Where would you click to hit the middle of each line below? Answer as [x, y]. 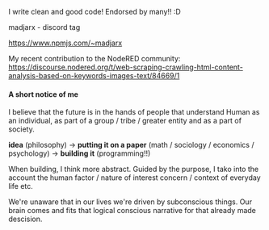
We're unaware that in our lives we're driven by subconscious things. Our [130, 202]
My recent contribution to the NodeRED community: [95, 59]
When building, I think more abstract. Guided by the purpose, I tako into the [134, 169]
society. [21, 129]
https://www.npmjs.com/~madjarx [65, 43]
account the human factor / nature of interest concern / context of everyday [134, 178]
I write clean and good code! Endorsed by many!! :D [95, 12]
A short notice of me [44, 94]
